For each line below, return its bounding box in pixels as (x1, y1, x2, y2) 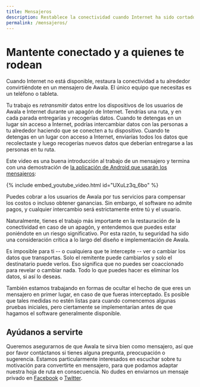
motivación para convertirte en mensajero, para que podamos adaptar (6, 362, 179, 369)
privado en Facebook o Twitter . (6, 375, 83, 382)
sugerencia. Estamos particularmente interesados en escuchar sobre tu (6, 355, 182, 363)
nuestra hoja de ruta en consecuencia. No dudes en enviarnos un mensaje (6, 368, 189, 375)
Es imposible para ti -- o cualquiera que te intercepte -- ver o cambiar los (6, 248, 186, 255)
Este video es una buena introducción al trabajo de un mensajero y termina (6, 158, 190, 165)
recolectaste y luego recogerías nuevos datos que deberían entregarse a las (6, 140, 193, 147)
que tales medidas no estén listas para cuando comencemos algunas (6, 297, 176, 304)
